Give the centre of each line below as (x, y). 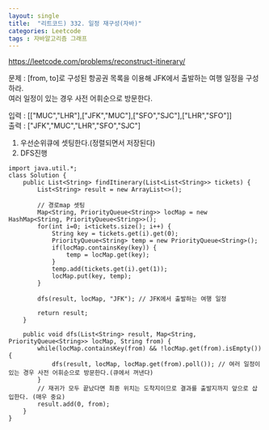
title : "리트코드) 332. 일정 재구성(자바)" (75, 23)
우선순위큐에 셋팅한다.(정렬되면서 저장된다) (88, 143)
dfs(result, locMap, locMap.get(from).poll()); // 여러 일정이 (156, 364)
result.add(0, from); (74, 404)
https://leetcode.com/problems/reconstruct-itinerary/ (97, 62)
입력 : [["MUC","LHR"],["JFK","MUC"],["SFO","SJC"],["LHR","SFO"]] (120, 116)
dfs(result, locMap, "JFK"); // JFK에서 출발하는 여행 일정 (132, 299)
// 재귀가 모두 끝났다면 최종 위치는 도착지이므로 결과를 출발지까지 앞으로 (143, 389)
